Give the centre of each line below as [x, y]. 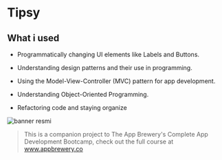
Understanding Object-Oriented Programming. [83, 94]
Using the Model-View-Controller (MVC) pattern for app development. [116, 81]
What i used [33, 38]
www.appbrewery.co [54, 149]
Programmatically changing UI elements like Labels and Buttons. [108, 54]
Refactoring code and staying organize [72, 107]
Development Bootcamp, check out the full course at [99, 141]
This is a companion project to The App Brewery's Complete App [116, 134]
